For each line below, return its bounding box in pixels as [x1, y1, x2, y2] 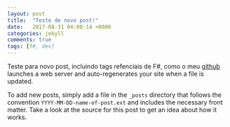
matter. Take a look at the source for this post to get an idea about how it [7, 106, 217, 114]
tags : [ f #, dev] [7, 43, 55, 50]
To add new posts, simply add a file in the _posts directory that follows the [7, 91, 222, 99]
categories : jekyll [7, 29, 65, 37]
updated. [7, 77, 34, 85]
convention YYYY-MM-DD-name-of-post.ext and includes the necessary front [7, 98, 223, 106]
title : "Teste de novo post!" [7, 17, 99, 24]
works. [7, 113, 27, 121]
